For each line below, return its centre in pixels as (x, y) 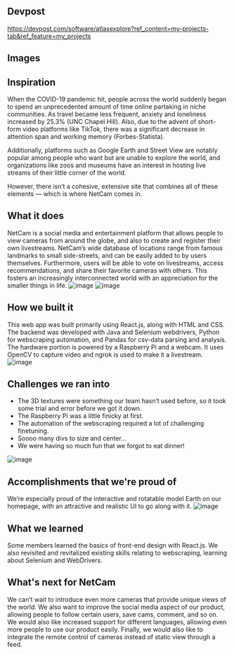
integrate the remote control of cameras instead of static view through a (111, 636)
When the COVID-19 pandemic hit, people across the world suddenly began (117, 99)
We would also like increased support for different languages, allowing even (117, 622)
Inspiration (32, 82)
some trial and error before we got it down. (79, 409)
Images (24, 58)
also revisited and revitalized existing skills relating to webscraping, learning (117, 553)
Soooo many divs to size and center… (72, 438)
